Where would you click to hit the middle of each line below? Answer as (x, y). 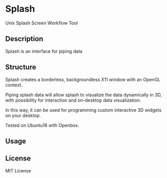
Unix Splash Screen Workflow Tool (41, 23)
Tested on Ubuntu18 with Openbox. (42, 125)
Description (24, 39)
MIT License (18, 170)
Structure (21, 67)
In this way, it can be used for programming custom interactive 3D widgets (83, 110)
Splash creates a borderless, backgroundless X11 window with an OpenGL (83, 79)
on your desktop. (23, 115)
